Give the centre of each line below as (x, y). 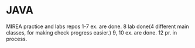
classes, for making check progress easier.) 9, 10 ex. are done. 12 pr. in (92, 32)
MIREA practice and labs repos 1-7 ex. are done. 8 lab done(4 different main (97, 26)
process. (17, 39)
